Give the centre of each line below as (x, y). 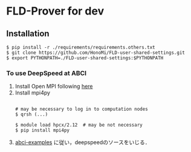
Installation (28, 34)
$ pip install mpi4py (42, 131)
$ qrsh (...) (31, 114)
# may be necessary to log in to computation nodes (81, 109)
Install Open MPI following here (54, 87)
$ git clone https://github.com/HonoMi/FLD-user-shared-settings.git (96, 53)
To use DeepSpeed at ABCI (46, 73)
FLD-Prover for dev (55, 11)
